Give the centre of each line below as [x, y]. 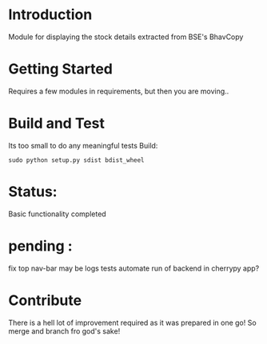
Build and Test [57, 123]
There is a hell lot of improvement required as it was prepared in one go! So [133, 322]
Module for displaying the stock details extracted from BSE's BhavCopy [126, 37]
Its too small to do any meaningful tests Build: [83, 145]
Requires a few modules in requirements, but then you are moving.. [119, 91]
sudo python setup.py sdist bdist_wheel [77, 160]
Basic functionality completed [57, 214]
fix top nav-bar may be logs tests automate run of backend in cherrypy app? [134, 268]
